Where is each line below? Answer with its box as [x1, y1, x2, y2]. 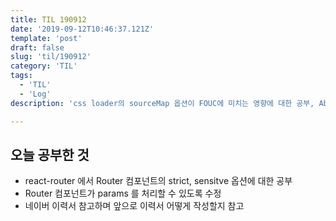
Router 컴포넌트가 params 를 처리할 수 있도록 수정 [24, 187, 222, 200]
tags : [10, 71, 33, 81]
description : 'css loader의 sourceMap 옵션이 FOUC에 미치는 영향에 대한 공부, [10, 98, 315, 108]
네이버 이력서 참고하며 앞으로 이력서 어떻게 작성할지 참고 [24, 200, 245, 212]
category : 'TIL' [10, 61, 78, 71]
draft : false [10, 42, 65, 53]
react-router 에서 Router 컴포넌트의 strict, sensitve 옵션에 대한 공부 [24, 175, 293, 187]
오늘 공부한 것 [10, 146, 90, 163]
